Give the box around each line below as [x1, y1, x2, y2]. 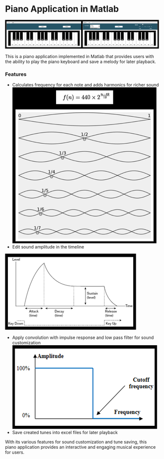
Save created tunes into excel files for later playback [12, 430, 118, 436]
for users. [5, 449, 24, 455]
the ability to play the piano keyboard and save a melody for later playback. [5, 59, 156, 64]
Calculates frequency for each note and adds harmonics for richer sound [12, 82, 159, 88]
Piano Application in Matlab [5, 3, 119, 15]
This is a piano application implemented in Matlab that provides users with [5, 53, 154, 59]
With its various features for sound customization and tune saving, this [5, 439, 147, 445]
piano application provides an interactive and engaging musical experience [5, 444, 156, 450]
